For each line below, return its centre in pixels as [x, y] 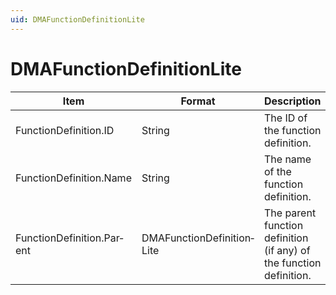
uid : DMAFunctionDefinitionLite [77, 19]
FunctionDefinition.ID [65, 130]
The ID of [286, 118]
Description [293, 101]
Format [198, 101]
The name [288, 159]
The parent [290, 213]
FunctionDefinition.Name [73, 178]
